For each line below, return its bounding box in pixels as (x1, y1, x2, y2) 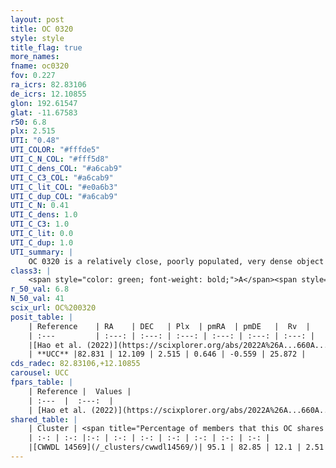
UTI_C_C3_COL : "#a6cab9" (10, 172, 114, 183)
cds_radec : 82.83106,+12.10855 (10, 359, 141, 369)
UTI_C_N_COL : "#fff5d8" (10, 154, 110, 164)
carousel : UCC (10, 368, 70, 378)
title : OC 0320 (10, 24, 74, 34)
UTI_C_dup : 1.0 (10, 237, 74, 248)
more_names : (10, 52, 60, 62)
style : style (10, 33, 65, 43)
